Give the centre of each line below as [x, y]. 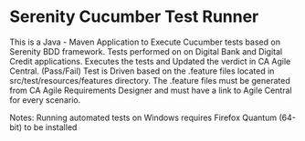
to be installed [51, 127]
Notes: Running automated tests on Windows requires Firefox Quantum [143, 117]
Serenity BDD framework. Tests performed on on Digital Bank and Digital [146, 51]
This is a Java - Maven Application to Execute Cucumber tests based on [145, 42]
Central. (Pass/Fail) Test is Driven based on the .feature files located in [142, 71]
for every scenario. [45, 100]
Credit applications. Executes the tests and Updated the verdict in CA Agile [150, 61]
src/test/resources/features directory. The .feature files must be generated [150, 80]
